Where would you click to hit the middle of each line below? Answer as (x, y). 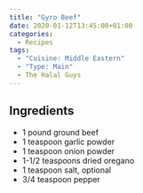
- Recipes (35, 42)
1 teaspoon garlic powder (68, 142)
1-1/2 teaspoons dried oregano (78, 160)
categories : (31, 34)
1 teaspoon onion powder (68, 151)
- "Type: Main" (45, 67)
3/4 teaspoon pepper (61, 179)
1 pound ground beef (60, 132)
